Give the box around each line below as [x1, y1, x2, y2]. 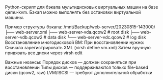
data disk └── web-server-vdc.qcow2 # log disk [47, 34, 146, 40]
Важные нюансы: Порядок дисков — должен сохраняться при [5, 60, 136, 65]
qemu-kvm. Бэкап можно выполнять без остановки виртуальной [5, 9, 141, 15]
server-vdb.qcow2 [5, 34, 43, 40]
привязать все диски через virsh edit [5, 50, 82, 56]
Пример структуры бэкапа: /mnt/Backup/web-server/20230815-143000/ [5, 24, 156, 30]
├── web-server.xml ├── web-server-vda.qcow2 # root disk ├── [5, 29, 140, 35]
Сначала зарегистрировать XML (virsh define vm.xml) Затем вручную [5, 45, 151, 50]
